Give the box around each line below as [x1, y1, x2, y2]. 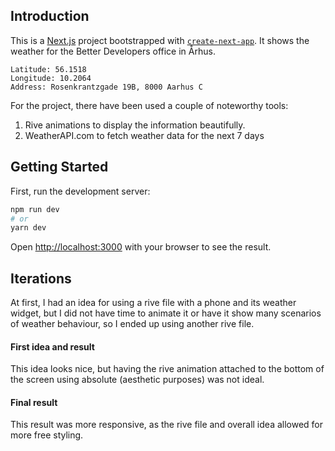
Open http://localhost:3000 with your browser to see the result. [10, 241, 272, 253]
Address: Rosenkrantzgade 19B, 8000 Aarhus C [10, 82, 203, 92]
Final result [10, 396, 58, 408]
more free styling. [10, 429, 84, 441]
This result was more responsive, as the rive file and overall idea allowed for [10, 419, 324, 431]
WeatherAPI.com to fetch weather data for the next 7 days [24, 129, 265, 141]
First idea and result [10, 340, 95, 353]
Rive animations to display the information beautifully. [24, 119, 246, 131]
